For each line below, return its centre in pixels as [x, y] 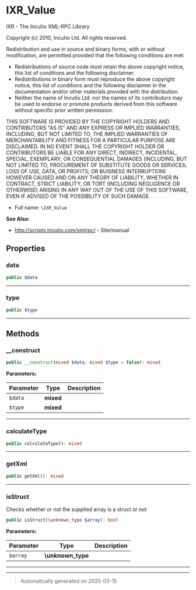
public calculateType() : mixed [44, 443]
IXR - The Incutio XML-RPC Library [48, 26]
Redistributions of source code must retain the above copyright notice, [99, 66]
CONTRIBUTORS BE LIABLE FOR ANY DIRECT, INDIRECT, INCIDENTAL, [92, 152]
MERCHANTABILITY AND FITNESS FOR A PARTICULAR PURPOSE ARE [91, 140]
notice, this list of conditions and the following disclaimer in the [90, 85]
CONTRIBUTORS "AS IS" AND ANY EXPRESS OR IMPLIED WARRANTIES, [93, 128]
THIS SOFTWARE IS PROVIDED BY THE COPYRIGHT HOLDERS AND [88, 121]
